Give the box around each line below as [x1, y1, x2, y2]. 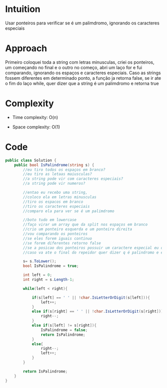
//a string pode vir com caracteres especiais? [23, 176, 123, 181]
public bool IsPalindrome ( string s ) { [14, 162, 94, 167]
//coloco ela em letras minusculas [23, 194, 97, 200]
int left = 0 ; [23, 272, 52, 277]
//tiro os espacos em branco [23, 199, 83, 204]
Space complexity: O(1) [12, 124, 61, 130]
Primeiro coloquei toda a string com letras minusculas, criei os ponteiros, [5, 59, 155, 65]
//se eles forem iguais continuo [23, 236, 92, 241]
